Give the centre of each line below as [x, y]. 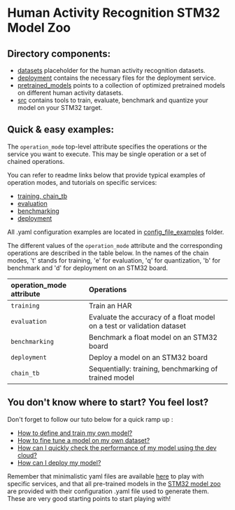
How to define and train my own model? [75, 433]
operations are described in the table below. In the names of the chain [108, 253]
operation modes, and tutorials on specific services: [82, 182]
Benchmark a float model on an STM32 [153, 337]
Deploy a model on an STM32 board [148, 357]
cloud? [27, 455]
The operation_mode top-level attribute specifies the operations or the [107, 146]
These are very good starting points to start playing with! [89, 498]
